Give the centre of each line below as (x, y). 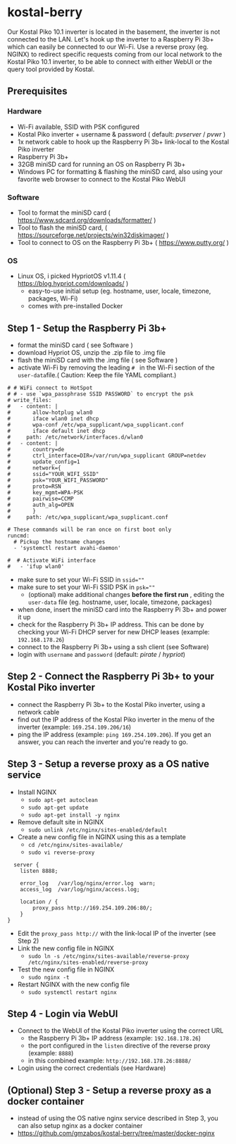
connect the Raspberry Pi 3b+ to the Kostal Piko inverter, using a (111, 704)
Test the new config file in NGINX (66, 969)
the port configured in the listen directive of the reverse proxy (119, 1045)
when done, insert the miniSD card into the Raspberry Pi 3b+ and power (122, 610)
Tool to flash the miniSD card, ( (62, 227)
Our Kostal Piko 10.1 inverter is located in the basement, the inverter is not (114, 32)
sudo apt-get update (58, 807)
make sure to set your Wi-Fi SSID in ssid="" (81, 580)
